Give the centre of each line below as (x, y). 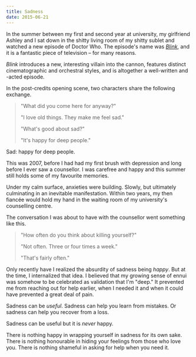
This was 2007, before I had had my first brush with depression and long (94, 163)
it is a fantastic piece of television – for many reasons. (71, 53)
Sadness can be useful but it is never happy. (60, 323)
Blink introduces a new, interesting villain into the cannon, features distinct (96, 64)
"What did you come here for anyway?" (68, 106)
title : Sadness (25, 12)
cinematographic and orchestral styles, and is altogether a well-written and (97, 70)
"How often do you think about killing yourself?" (79, 235)
